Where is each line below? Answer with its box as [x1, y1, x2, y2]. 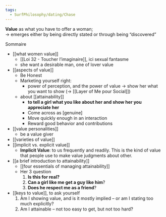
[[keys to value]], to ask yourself [12, 190, 80, 196]
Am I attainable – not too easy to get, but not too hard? [20, 206, 134, 212]
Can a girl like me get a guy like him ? [27, 179, 105, 185]
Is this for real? [27, 174, 60, 180]
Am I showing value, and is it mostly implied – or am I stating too [20, 195, 154, 201]
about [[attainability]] [20, 94, 64, 100]
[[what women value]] [12, 51, 59, 57]
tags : [5, 7, 17, 13]
